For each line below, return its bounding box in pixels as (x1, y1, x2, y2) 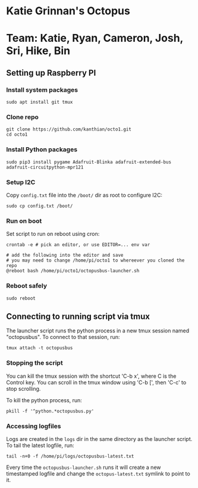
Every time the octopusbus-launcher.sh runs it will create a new (6, 464, 162, 471)
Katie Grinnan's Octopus (6, 4, 131, 18)
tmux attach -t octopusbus (6, 345, 73, 351)
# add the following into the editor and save (6, 252, 124, 259)
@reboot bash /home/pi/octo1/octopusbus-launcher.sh (6, 268, 140, 274)
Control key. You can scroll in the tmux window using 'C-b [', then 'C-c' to (6, 378, 187, 386)
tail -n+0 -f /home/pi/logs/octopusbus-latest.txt (6, 453, 134, 459)
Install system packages (6, 85, 78, 94)
